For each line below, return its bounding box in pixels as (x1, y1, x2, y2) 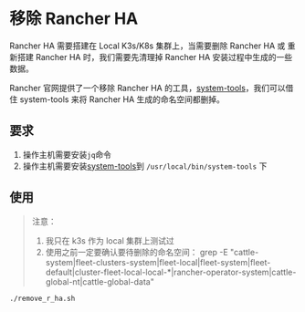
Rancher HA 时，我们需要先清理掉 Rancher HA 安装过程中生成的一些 (35, 51, 293, 62)
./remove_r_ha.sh (9, 294, 76, 303)
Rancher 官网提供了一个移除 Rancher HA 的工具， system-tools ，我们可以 (9, 82, 286, 93)
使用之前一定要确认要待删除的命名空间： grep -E (45, 246, 228, 257)
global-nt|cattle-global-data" (45, 276, 155, 287)
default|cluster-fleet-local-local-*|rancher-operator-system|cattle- (45, 266, 297, 277)
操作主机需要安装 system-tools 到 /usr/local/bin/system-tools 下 (22, 161, 268, 172)
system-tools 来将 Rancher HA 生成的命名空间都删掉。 (19, 93, 226, 105)
